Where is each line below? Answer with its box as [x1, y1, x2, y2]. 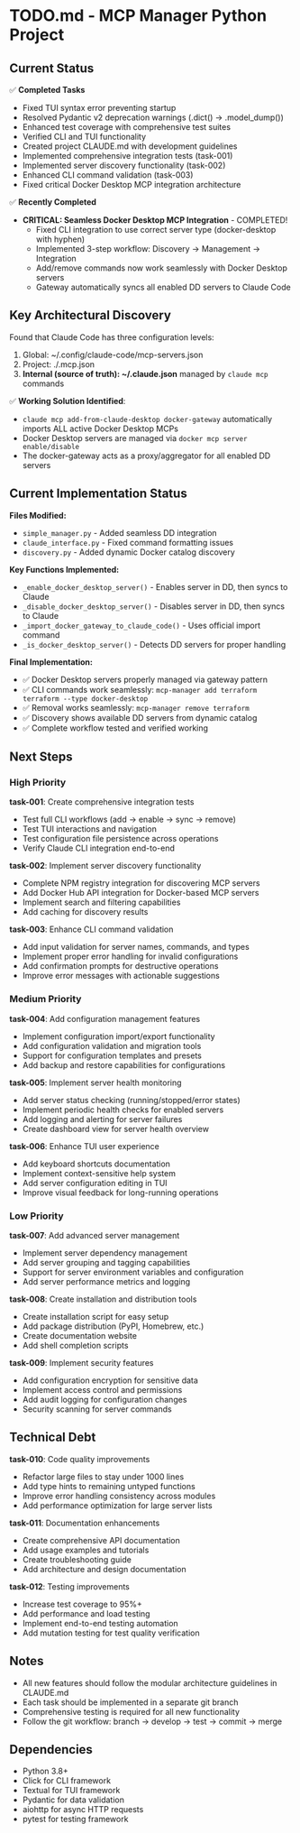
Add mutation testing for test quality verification [22, 1627, 200, 1638]
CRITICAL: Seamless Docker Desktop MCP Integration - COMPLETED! [22, 215, 288, 226]
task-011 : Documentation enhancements [9, 1517, 160, 1528]
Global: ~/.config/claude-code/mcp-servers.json [22, 349, 204, 360]
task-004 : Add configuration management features [9, 1013, 201, 1024]
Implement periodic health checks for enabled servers [22, 1104, 224, 1115]
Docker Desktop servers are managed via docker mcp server [22, 432, 248, 443]
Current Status [9, 60, 95, 76]
